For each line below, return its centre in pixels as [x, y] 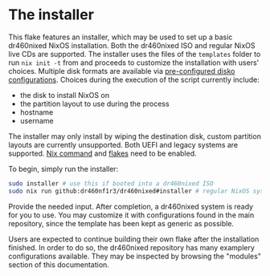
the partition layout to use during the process [95, 103]
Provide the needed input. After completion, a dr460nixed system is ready [131, 206]
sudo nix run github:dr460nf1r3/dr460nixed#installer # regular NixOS [129, 191]
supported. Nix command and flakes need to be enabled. [102, 153]
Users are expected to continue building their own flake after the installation [134, 239]
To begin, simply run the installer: [63, 168]
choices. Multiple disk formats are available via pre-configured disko [122, 71]
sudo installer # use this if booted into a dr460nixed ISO [111, 183]
